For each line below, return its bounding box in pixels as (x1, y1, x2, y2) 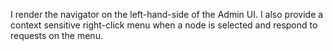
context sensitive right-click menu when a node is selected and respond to (10, 19, 318, 31)
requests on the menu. (10, 30, 103, 41)
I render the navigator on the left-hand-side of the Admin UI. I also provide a (10, 9, 324, 20)
